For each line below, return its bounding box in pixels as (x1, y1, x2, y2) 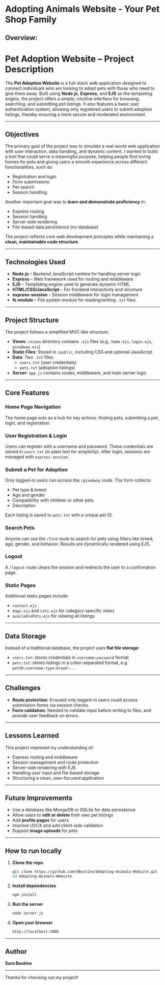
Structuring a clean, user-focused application (12, 775, 104, 781)
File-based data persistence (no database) (12, 224, 99, 230)
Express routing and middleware (12, 754, 78, 760)
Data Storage (5, 632, 46, 640)
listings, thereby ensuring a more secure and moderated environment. (5, 111, 146, 117)
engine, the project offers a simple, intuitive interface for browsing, (5, 95, 140, 101)
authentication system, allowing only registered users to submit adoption (5, 106, 152, 112)
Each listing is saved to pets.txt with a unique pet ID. (5, 512, 113, 518)
